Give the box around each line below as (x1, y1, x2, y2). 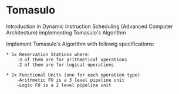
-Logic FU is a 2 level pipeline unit (16, 82, 112, 88)
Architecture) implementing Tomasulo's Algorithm (6, 29, 126, 36)
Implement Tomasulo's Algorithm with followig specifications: (6, 40, 154, 47)
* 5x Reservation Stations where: (6, 51, 91, 57)
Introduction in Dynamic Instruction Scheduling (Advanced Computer (6, 23, 173, 30)
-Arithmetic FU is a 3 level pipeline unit (16, 77, 125, 83)
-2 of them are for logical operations (16, 62, 114, 68)
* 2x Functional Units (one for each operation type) (6, 72, 141, 78)
